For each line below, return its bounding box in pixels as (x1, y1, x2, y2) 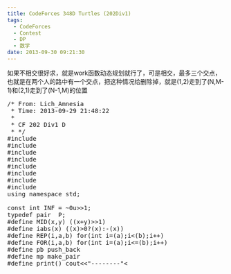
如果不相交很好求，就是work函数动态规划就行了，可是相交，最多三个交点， (7, 69, 221, 77)
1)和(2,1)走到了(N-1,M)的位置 (7, 86, 88, 94)
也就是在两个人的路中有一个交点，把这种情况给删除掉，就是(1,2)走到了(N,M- (7, 77, 225, 85)
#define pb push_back (7, 246, 81, 253)
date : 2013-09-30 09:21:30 (7, 49, 85, 56)
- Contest (13, 29, 41, 37)
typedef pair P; (7, 211, 66, 219)
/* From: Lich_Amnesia (7, 100, 84, 108)
